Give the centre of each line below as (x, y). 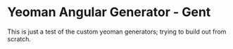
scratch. (19, 38)
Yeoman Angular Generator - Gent (109, 12)
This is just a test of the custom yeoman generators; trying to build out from (117, 31)
